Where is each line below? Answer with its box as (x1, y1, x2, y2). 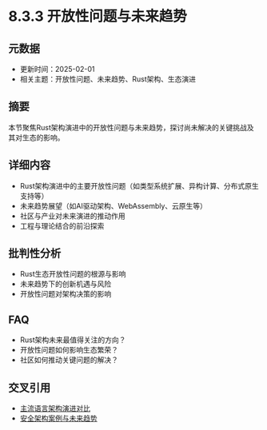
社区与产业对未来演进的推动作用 (19, 211, 126, 221)
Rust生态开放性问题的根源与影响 (19, 269, 126, 279)
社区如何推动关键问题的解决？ (19, 355, 118, 364)
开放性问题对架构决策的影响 (19, 289, 112, 299)
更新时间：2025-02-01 (19, 65, 95, 74)
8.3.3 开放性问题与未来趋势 (8, 7, 188, 26)
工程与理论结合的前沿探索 (19, 221, 105, 230)
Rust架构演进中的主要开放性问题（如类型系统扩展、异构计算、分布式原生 (19, 181, 260, 190)
